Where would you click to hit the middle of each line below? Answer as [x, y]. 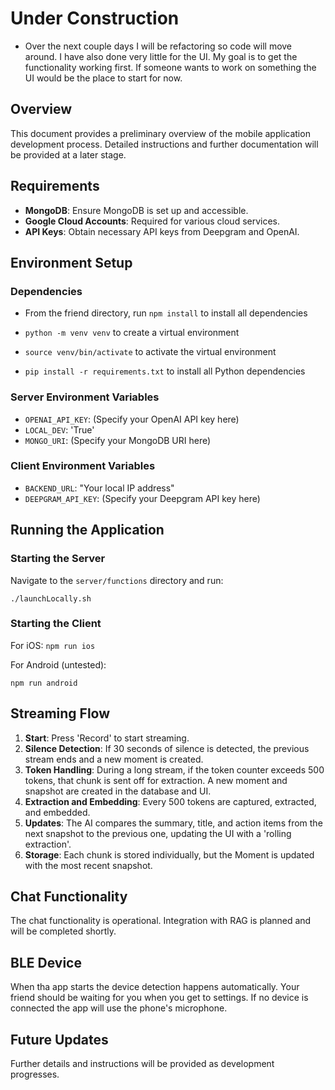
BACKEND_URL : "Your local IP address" [99, 488]
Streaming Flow [60, 713]
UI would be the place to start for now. [103, 78]
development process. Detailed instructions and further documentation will [164, 144]
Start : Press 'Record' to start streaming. [107, 738]
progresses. [35, 1074]
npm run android [44, 683]
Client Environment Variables [83, 466]
